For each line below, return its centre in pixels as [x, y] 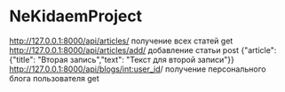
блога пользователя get [54, 78]
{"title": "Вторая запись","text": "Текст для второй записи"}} [122, 59]
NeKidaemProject [76, 16]
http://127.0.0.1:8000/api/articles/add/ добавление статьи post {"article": [143, 50]
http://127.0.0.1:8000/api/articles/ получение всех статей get [121, 41]
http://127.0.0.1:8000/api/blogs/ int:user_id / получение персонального [138, 69]
